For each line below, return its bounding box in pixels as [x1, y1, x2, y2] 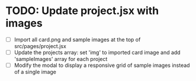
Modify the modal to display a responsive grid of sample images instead [14, 62, 190, 69]
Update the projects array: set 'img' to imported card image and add [14, 49, 181, 56]
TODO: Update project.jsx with [5, 4, 159, 18]
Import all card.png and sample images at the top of [14, 36, 141, 43]
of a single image [14, 69, 57, 76]
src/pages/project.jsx [14, 43, 66, 49]
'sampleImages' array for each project [14, 56, 108, 63]
